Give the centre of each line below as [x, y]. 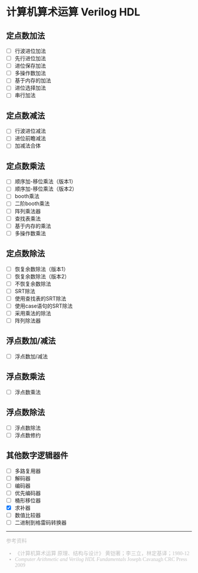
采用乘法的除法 [33, 313]
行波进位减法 [30, 131]
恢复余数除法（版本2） [42, 276]
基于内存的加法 [33, 81]
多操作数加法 [30, 73]
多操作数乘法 [30, 233]
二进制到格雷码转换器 [40, 523]
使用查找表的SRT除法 [40, 298]
